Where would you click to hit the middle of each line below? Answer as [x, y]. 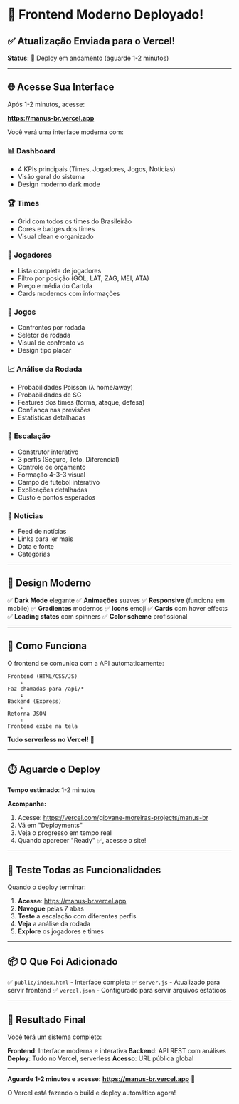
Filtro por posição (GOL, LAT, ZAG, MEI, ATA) [83, 278]
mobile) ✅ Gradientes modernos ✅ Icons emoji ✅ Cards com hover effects [118, 608]
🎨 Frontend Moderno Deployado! [106, 15]
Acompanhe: [27, 804]
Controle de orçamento [52, 467]
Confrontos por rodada [51, 327]
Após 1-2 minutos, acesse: [46, 104]
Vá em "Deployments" [50, 825]
